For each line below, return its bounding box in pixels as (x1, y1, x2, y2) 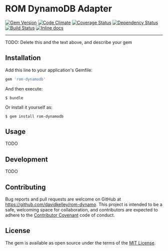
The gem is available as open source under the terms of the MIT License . (5, 239, 156, 245)
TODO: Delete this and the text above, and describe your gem (5, 39, 132, 45)
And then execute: (5, 85, 43, 91)
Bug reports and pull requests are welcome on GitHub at (5, 196, 121, 202)
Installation (5, 53, 41, 62)
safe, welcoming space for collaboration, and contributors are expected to (5, 207, 158, 213)
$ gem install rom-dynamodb (5, 113, 64, 119)
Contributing (5, 183, 46, 191)
